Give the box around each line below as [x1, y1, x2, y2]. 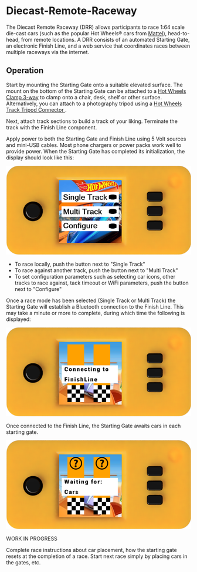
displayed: [6, 316, 31, 323]
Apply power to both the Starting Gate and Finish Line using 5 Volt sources [6, 135, 186, 142]
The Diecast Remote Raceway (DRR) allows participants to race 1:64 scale [6, 24, 185, 31]
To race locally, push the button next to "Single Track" [14, 260, 145, 267]
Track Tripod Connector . [6, 106, 67, 113]
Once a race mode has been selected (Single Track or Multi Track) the [6, 297, 176, 304]
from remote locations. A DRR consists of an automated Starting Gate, [21, 36, 190, 43]
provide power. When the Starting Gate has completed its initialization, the [6, 148, 185, 155]
